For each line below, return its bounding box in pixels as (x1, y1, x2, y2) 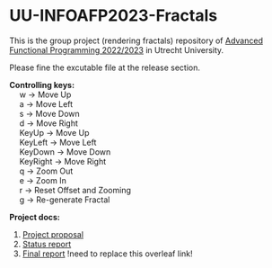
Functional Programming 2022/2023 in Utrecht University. (9, 44, 224, 55)
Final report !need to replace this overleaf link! (22, 248, 193, 259)
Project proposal (22, 228, 83, 239)
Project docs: (9, 211, 60, 222)
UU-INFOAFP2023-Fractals (9, 5, 218, 26)
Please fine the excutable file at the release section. (9, 62, 200, 73)
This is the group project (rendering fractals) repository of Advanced (9, 35, 263, 46)
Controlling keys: (9, 79, 75, 90)
